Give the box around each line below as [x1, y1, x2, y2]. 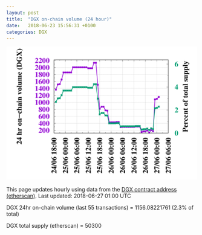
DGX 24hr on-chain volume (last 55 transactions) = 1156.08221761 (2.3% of [6, 204, 194, 211]
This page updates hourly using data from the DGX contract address [6, 185, 177, 193]
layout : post [6, 10, 39, 16]
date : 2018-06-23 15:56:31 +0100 [6, 22, 96, 28]
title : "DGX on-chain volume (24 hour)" [6, 16, 112, 22]
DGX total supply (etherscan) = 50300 [6, 222, 102, 229]
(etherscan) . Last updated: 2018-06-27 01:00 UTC [6, 192, 131, 199]
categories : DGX [6, 29, 47, 35]
